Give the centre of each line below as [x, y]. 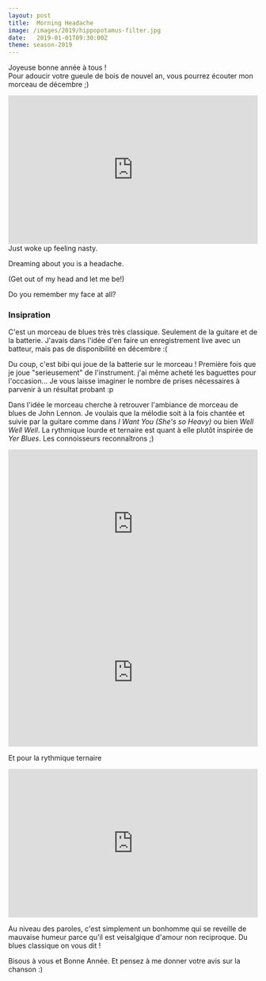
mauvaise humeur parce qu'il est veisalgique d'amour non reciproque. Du [128, 937]
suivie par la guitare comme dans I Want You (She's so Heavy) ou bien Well [131, 422]
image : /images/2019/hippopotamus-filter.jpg [84, 30]
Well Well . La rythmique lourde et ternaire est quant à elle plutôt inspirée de [131, 430]
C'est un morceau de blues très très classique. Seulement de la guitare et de [133, 332]
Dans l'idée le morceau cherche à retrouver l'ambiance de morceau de [123, 405]
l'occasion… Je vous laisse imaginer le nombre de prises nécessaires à [124, 381]
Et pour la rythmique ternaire [55, 758]
